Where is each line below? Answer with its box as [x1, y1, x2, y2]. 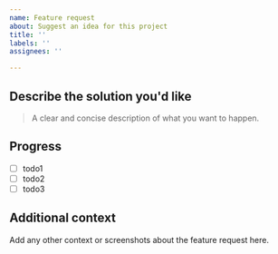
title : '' [9, 30, 47, 39]
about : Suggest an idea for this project [9, 22, 168, 31]
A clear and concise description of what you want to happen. [31, 112, 260, 123]
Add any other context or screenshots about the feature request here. [9, 234, 270, 245]
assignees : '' [9, 47, 63, 56]
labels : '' [9, 38, 51, 48]
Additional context [9, 210, 116, 226]
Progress [9, 139, 62, 154]
